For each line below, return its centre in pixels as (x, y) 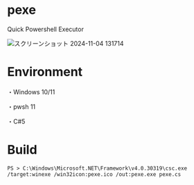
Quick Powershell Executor (46, 29)
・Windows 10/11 (31, 91)
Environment (45, 72)
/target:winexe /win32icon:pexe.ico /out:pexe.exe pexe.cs (94, 174)
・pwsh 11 (21, 107)
